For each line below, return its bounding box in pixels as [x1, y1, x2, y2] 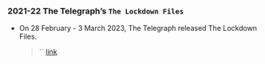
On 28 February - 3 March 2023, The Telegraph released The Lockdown [18, 24, 257, 33]
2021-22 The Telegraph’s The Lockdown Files [7, 6, 184, 17]
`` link [38, 47, 57, 57]
